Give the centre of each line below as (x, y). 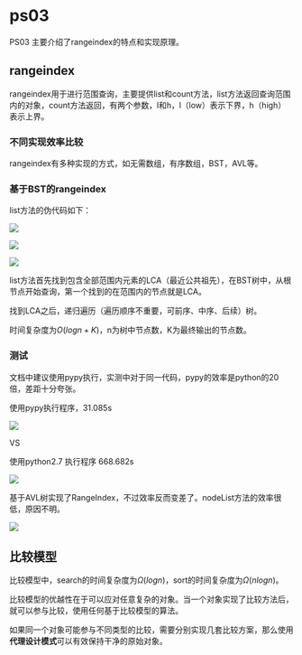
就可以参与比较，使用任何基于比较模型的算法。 (96, 611)
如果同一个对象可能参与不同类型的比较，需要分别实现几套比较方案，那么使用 (151, 630)
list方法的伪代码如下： (50, 211)
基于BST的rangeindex (58, 189)
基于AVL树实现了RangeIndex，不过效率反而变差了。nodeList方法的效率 (142, 497)
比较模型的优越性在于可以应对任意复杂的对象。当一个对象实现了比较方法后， (151, 599)
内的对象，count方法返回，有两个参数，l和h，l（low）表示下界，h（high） (148, 105)
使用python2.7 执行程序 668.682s (72, 461)
